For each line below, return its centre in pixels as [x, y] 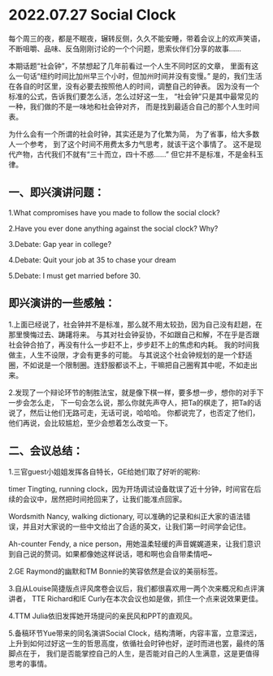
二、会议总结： [46, 451]
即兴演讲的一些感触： [62, 303]
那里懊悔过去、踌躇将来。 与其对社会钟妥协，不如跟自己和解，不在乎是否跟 [134, 334]
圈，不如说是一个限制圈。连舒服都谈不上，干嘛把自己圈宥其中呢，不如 [126, 365]
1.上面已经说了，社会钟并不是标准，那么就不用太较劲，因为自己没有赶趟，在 [135, 324]
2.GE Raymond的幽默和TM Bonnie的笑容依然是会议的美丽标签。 [115, 571]
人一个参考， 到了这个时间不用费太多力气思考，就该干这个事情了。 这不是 [131, 144]
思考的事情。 [30, 664]
